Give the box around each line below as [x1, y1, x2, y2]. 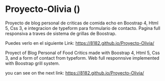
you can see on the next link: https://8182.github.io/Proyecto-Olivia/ [5, 70, 145, 76]
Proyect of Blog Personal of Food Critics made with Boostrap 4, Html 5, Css [5, 50, 160, 56]
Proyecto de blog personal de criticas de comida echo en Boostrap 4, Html [5, 20, 159, 26]
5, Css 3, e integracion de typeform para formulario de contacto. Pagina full [5, 25, 161, 31]
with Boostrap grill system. [5, 60, 60, 66]
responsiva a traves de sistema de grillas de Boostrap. [5, 30, 117, 36]
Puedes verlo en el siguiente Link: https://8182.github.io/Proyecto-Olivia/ [5, 40, 155, 46]
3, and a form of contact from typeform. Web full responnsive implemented [5, 55, 160, 61]
